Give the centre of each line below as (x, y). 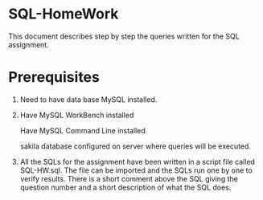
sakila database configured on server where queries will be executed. (136, 146)
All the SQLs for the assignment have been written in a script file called (138, 161)
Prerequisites (54, 78)
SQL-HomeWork (64, 14)
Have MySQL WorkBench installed (77, 115)
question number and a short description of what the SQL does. (125, 187)
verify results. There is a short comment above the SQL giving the (129, 178)
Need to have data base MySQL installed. (88, 99)
